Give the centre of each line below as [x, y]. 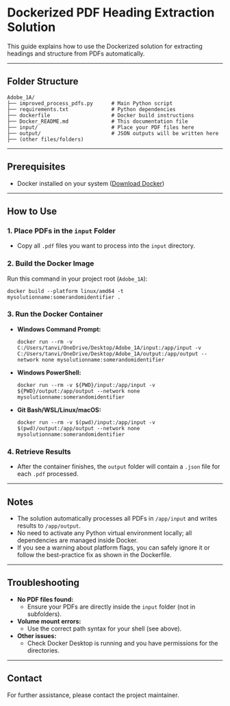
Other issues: [37, 635]
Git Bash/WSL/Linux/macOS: [59, 410]
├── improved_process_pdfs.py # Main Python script [90, 103]
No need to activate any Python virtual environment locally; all [104, 532]
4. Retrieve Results [39, 451]
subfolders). [44, 614]
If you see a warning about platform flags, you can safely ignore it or [113, 548]
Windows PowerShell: [49, 373]
